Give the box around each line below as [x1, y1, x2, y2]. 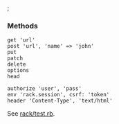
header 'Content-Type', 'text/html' [7, 98, 113, 105]
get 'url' [7, 37, 36, 44]
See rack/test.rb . [7, 109, 55, 118]
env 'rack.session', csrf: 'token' [7, 91, 110, 98]
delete [7, 61, 26, 68]
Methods [7, 21, 38, 30]
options [7, 67, 30, 74]
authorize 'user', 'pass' [7, 85, 82, 92]
